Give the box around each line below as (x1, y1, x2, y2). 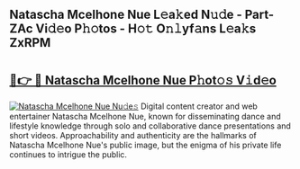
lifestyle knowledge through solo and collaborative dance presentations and (9, 120, 291, 131)
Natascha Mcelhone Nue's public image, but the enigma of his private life (9, 139, 282, 150)
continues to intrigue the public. (9, 149, 128, 160)
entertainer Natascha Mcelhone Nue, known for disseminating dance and (9, 111, 281, 121)
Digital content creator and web (141, 101, 259, 111)
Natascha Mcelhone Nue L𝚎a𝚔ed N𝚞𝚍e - (9, 7, 243, 22)
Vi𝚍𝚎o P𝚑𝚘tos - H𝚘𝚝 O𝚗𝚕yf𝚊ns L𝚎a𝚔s (35, 22, 257, 37)
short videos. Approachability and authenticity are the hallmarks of (9, 130, 257, 140)
